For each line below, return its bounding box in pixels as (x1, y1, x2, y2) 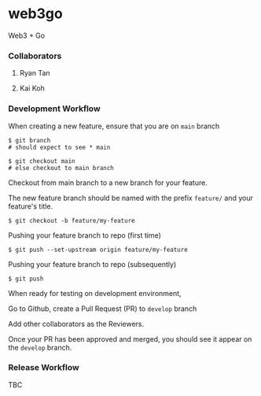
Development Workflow (8, 103, 101, 114)
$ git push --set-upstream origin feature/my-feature (8, 246, 189, 254)
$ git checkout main (8, 157, 76, 165)
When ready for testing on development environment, (8, 288, 182, 298)
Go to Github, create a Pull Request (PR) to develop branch (8, 304, 197, 313)
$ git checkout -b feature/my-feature (8, 217, 135, 224)
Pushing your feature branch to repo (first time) (8, 230, 161, 240)
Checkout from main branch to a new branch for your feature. (8, 178, 208, 187)
